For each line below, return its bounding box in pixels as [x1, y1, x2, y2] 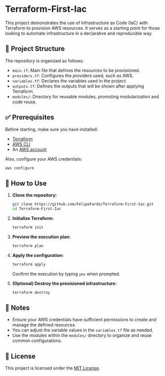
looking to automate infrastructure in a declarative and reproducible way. [5, 30, 153, 36]
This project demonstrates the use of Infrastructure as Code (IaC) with [5, 20, 148, 26]
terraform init [12, 225, 44, 230]
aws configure [5, 166, 34, 170]
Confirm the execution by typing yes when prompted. [12, 271, 121, 277]
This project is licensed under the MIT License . [5, 365, 100, 371]
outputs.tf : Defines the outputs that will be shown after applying [12, 83, 144, 89]
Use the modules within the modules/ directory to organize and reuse [12, 333, 152, 338]
